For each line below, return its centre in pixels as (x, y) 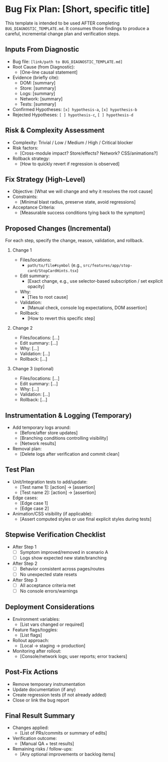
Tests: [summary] (38, 104)
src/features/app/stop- (108, 266)
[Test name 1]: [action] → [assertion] (57, 487)
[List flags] (31, 635)
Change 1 (22, 250)
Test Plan (20, 470)
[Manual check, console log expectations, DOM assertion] (87, 308)
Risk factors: (25, 148)
